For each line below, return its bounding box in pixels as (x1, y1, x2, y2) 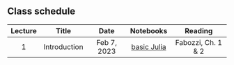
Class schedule (7, 6, 76, 17)
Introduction (43, 41, 84, 51)
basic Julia (131, 41, 166, 51)
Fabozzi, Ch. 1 (175, 37, 223, 47)
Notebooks (130, 26, 168, 35)
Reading (184, 26, 213, 35)
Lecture (10, 26, 37, 35)
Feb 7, (96, 37, 117, 47)
